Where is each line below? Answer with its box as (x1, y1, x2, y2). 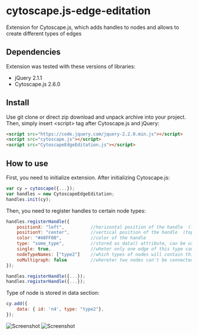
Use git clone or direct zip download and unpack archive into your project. (6, 113, 186, 121)
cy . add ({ (6, 301, 28, 307)
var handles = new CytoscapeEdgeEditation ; (6, 191, 115, 197)
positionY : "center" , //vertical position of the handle (16, 229, 178, 236)
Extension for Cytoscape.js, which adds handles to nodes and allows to (6, 24, 180, 31)
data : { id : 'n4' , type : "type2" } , (16, 306, 104, 313)
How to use (6, 158, 48, 168)
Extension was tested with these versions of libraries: (6, 63, 136, 70)
